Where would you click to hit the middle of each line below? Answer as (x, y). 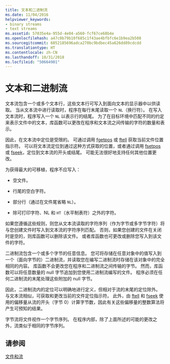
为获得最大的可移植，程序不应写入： (43, 170)
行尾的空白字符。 (30, 191)
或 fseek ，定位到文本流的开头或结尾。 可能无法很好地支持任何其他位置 (79, 152)
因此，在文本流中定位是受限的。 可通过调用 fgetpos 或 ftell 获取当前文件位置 (84, 140)
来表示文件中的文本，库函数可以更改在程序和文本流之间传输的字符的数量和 (83, 123)
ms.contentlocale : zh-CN (31, 52)
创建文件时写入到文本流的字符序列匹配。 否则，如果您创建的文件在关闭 (88, 230)
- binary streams (24, 24)
